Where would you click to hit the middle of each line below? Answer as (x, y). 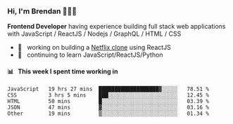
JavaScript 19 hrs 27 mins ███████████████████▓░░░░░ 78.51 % (108, 89)
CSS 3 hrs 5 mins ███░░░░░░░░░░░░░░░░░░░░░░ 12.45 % (108, 95)
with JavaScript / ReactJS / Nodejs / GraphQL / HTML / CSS (94, 34)
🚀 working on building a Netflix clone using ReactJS (94, 48)
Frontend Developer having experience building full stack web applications (116, 27)
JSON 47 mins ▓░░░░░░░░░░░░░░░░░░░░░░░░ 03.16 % (108, 107)
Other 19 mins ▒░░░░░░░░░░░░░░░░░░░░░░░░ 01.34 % (108, 113)
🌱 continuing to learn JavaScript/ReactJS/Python (90, 55)
